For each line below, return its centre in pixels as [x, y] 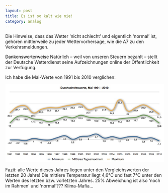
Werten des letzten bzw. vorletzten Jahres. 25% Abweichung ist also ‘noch [83, 181]
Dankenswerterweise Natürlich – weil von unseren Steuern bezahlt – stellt [81, 57]
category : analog [23, 21]
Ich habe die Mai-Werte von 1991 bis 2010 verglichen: [60, 77]
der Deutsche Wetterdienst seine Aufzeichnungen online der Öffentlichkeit [82, 62]
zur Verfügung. [21, 68]
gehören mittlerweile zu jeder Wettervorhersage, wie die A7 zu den [75, 42]
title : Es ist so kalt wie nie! [39, 16]
